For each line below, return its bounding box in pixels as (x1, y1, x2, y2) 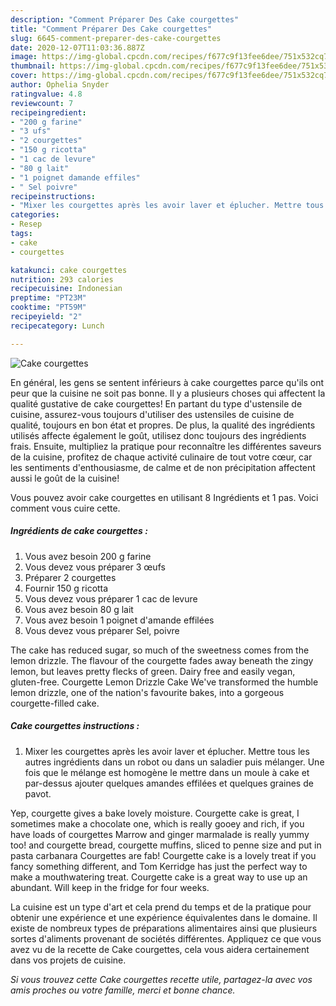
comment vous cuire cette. (10, 502, 121, 514)
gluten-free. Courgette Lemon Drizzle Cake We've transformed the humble (10, 676, 319, 688)
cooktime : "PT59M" (10, 302, 87, 313)
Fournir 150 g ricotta (24, 582, 109, 594)
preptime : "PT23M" (10, 293, 87, 303)
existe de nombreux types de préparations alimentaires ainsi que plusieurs (10, 922, 318, 934)
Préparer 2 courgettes (24, 571, 117, 583)
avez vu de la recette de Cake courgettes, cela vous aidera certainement (10, 943, 310, 955)
